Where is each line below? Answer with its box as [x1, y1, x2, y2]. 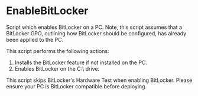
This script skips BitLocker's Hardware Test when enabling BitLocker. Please [6, 77, 193, 84]
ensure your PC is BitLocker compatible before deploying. [6, 82, 147, 90]
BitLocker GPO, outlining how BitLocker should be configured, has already [6, 29, 187, 37]
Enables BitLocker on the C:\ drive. [14, 65, 99, 72]
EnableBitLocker [6, 4, 89, 18]
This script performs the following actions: [6, 47, 109, 54]
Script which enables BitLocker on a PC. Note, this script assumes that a [6, 24, 182, 31]
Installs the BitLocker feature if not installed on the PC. [14, 59, 148, 66]
